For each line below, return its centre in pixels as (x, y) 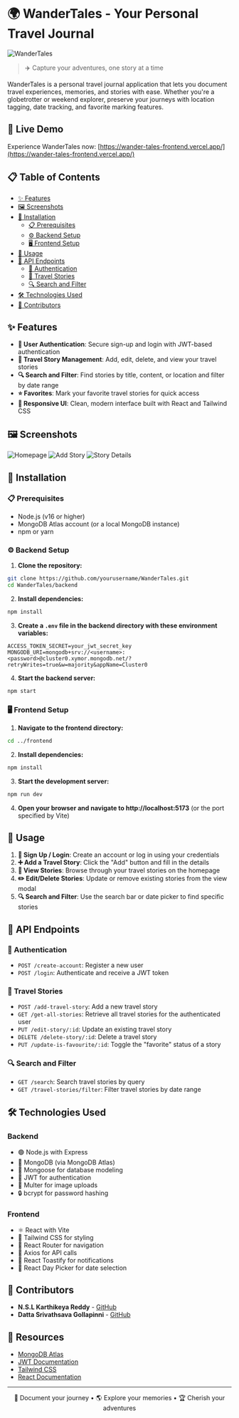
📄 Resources (36, 1337)
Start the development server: (63, 781)
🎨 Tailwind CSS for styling (55, 1237)
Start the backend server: (57, 678)
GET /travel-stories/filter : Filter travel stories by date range (109, 1089)
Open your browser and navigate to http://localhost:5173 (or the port (121, 808)
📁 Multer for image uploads (58, 1185)
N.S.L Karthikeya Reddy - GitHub (67, 1307)
